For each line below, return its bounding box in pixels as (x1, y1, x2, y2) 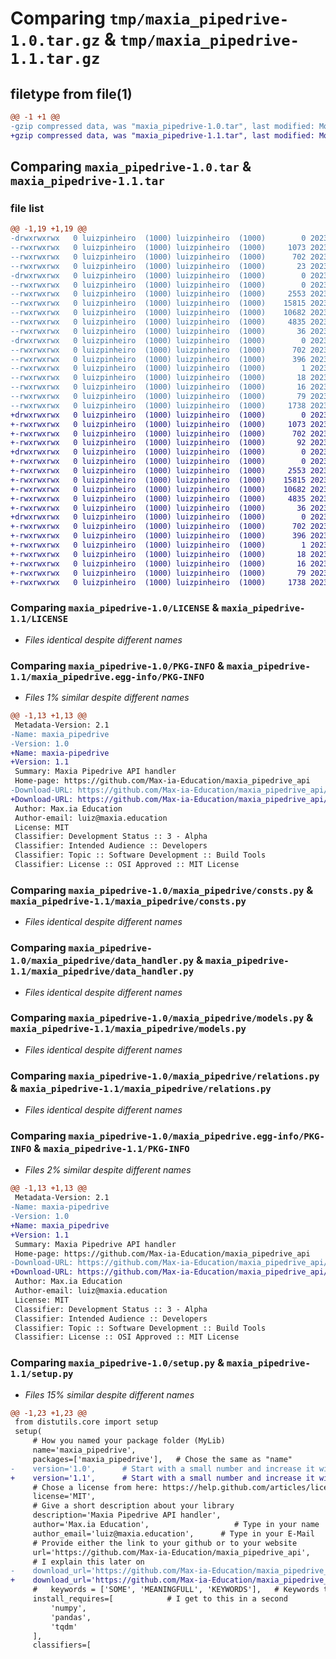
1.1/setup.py (10, 1368, 74, 1380)
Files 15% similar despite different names (24, 1388, 195, 1401)
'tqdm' (50, 1622, 78, 1632)
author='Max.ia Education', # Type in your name (32, 1520, 320, 1530)
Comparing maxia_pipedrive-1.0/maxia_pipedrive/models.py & (10, 1011, 314, 1025)
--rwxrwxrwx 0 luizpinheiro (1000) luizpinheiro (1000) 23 (10, 261, 307, 271)
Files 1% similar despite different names (24, 692, 190, 704)
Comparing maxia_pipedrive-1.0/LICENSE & (10, 601, 220, 615)
